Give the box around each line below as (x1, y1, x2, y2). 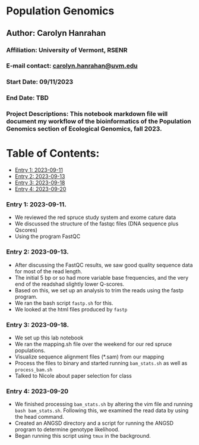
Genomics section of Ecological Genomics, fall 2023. (6, 125, 162, 133)
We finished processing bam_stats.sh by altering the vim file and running (14, 401, 193, 408)
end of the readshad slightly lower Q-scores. (14, 280, 125, 288)
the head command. (14, 413, 64, 421)
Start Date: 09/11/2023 (6, 78, 74, 86)
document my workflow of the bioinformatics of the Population (6, 118, 191, 126)
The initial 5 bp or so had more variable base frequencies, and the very (14, 274, 189, 281)
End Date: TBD (6, 94, 49, 102)
